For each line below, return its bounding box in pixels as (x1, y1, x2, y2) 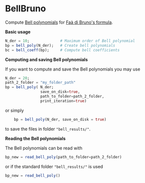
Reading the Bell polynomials (5, 135, 66, 141)
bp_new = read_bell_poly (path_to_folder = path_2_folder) (5, 154, 122, 159)
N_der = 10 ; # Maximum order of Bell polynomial (5, 38, 135, 43)
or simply (5, 107, 24, 113)
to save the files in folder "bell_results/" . (5, 126, 91, 132)
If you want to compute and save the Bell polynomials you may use (5, 66, 141, 72)
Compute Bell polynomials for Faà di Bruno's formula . (5, 19, 113, 25)
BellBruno (5, 3, 46, 14)
